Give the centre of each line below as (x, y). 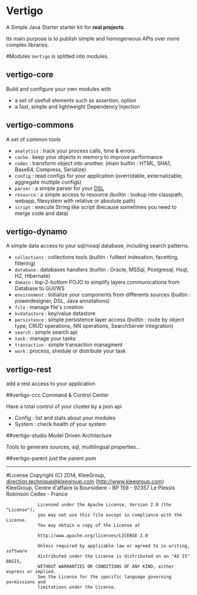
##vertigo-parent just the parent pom (51, 458)
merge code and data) (41, 213)
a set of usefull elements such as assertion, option (75, 100)
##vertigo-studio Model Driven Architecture (59, 436)
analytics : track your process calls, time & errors (75, 151)
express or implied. (31, 572)
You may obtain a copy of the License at (89, 526)
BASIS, (14, 561)
